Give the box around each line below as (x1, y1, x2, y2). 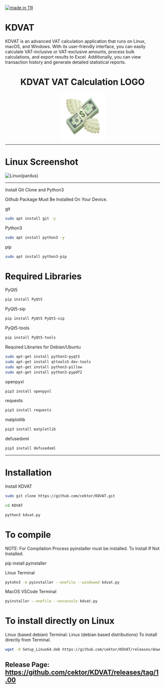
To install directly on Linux (5, 615, 115, 626)
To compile (5, 529, 52, 540)
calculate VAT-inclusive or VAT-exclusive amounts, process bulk (5, 49, 135, 55)
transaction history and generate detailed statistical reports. (5, 59, 126, 65)
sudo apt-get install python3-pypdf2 (5, 370, 82, 375)
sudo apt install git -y (5, 216, 56, 221)
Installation (5, 467, 52, 478)
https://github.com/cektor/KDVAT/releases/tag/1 (5, 668, 159, 677)
